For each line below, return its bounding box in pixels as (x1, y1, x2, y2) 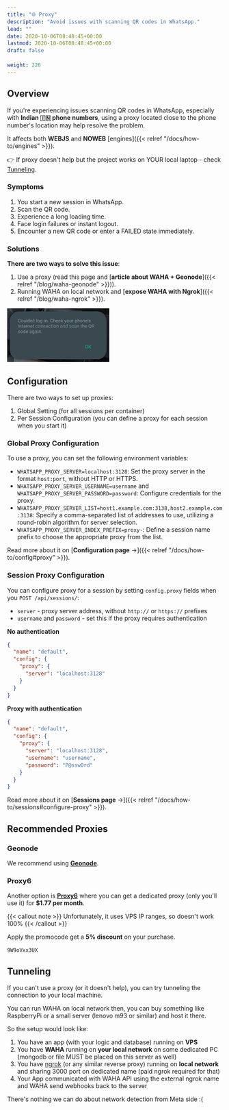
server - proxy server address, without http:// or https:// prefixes (16, 606, 208, 615)
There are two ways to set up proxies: (7, 393, 114, 402)
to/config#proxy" (7, 554, 56, 562)
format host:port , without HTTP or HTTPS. (16, 475, 138, 483)
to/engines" (7, 141, 40, 150)
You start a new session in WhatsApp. (16, 197, 124, 206)
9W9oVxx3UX (7, 947, 38, 954)
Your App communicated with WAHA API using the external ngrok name (16, 1074, 220, 1083)
